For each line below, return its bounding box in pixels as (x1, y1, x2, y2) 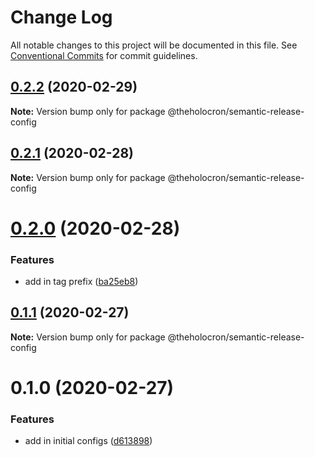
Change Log (10, 6, 113, 29)
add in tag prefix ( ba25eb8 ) (24, 276, 139, 288)
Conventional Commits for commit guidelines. (10, 49, 198, 61)
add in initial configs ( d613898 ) (24, 435, 153, 447)
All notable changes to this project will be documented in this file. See (10, 39, 298, 51)
